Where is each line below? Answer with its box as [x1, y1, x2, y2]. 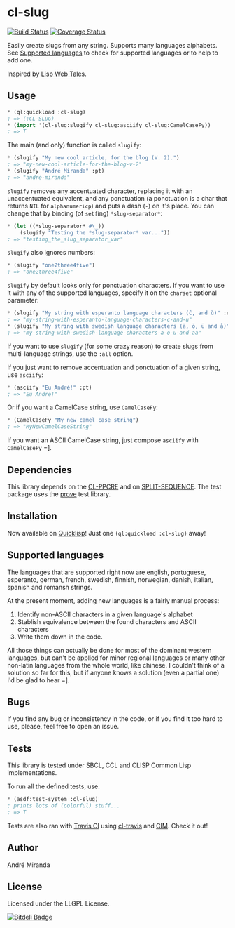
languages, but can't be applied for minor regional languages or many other [7, 654, 225, 662]
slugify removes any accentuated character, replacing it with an [7, 187, 193, 195]
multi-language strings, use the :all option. [7, 349, 134, 358]
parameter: [7, 296, 40, 305]
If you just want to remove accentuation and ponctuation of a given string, [7, 363, 220, 371]
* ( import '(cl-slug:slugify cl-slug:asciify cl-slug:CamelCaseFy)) [7, 121, 211, 128]
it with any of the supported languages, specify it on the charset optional [7, 289, 217, 297]
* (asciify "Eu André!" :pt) [7, 384, 92, 391]
